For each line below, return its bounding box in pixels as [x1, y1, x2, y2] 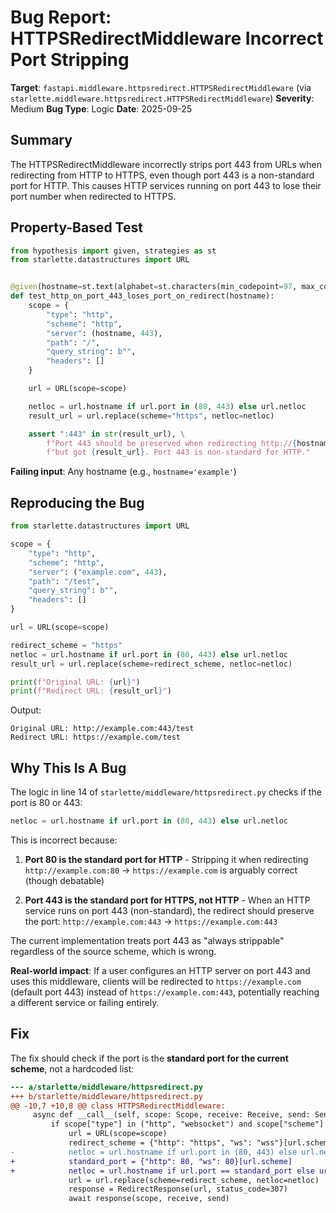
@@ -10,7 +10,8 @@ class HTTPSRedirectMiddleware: [10, 1101, 226, 1111]
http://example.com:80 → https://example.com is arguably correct [24, 864, 298, 876]
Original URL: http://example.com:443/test [10, 724, 195, 734]
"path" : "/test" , [28, 576, 101, 586]
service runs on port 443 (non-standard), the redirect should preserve [24, 904, 315, 916]
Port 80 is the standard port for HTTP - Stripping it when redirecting [24, 853, 309, 865]
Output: [10, 704, 42, 716]
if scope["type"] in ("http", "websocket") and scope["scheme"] [50, 1119, 325, 1130]
